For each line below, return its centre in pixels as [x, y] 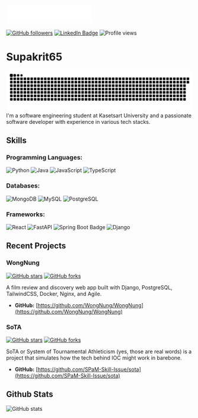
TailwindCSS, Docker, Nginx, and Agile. [54, 294]
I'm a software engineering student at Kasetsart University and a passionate [99, 116]
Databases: [23, 186]
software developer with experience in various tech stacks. [78, 121]
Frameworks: [26, 214]
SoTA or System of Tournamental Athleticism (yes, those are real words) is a [99, 351]
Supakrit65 [34, 57]
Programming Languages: [44, 157]
